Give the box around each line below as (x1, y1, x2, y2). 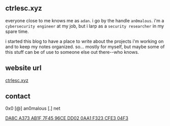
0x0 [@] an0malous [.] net (5, 105, 61, 111)
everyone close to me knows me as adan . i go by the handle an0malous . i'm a (5, 17, 164, 23)
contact (5, 92, 31, 101)
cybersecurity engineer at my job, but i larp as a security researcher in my (5, 23, 164, 29)
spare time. (5, 28, 29, 35)
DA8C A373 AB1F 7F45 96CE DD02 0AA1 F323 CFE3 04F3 (5, 115, 129, 121)
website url (5, 64, 42, 73)
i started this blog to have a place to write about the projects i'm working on (5, 38, 164, 44)
